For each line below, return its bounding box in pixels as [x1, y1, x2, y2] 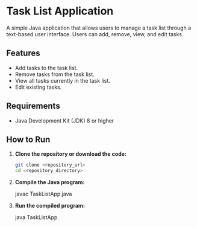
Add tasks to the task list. [14, 64, 78, 71]
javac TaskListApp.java [14, 190, 72, 197]
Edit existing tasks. [14, 83, 62, 91]
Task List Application [6, 4, 114, 18]
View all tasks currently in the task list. [14, 77, 110, 84]
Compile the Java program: [14, 179, 85, 186]
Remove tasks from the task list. [14, 71, 95, 78]
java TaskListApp [14, 214, 58, 221]
